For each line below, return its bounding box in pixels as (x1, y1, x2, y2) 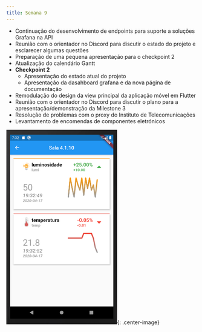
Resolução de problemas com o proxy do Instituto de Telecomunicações (15, 111, 195, 118)
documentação (24, 85, 62, 92)
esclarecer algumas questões (15, 46, 89, 54)
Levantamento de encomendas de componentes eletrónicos (15, 117, 165, 124)
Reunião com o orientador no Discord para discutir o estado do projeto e (15, 40, 196, 47)
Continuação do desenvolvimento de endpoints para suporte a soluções (15, 27, 195, 35)
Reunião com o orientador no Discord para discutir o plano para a (15, 98, 178, 106)
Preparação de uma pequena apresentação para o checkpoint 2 (15, 53, 175, 60)
